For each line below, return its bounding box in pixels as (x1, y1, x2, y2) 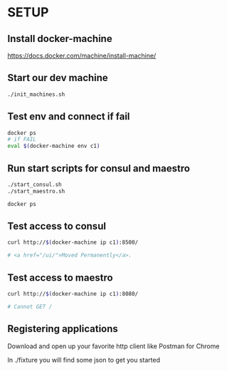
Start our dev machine (7, 72, 108, 84)
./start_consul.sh (7, 181, 62, 188)
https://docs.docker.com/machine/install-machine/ (7, 51, 157, 60)
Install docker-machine (7, 33, 112, 45)
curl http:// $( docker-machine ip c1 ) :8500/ (7, 239, 139, 246)
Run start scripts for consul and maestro (7, 162, 191, 174)
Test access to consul (7, 220, 107, 232)
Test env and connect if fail (7, 111, 130, 123)
